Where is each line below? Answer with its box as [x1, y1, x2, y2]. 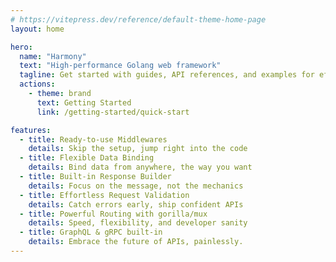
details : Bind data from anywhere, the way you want [28, 162, 253, 173]
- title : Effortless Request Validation [19, 190, 190, 200]
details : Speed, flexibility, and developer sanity [28, 218, 248, 228]
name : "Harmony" [19, 51, 87, 61]
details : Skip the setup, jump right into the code [28, 144, 248, 154]
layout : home [10, 24, 65, 34]
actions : [19, 79, 56, 90]
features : [10, 125, 52, 135]
